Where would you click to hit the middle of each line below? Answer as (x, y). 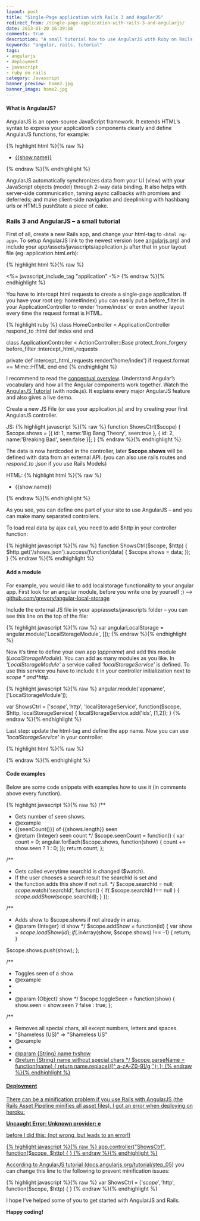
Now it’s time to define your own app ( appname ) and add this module (91, 652)
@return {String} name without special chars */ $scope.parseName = (100, 1059)
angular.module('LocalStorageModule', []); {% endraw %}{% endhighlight (96, 634)
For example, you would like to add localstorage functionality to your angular (100, 585)
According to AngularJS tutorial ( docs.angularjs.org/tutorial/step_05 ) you (95, 1164)
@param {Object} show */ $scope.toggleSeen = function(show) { (95, 999)
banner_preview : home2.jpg (40, 84)
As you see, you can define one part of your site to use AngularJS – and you (99, 510)
